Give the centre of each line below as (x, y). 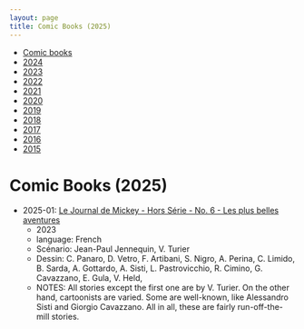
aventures (41, 220)
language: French (69, 239)
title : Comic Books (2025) (60, 26)
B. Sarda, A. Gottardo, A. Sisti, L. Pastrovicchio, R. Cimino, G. (149, 268)
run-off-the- (260, 307)
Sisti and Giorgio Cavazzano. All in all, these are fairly (136, 307)
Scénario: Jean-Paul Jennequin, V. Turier (113, 249)
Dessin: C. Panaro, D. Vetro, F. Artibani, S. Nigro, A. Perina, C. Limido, (166, 259)
